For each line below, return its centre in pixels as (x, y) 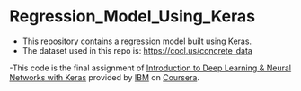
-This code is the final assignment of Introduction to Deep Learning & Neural (150, 68)
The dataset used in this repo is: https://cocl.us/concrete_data (137, 50)
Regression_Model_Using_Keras (133, 17)
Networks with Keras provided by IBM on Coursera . (105, 77)
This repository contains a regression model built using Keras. (137, 41)
